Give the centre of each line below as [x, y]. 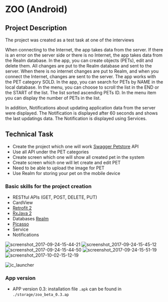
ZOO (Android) [36, 9]
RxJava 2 [22, 213]
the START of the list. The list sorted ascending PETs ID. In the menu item [81, 93]
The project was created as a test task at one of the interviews [70, 40]
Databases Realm [31, 219]
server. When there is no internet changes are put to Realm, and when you [82, 71]
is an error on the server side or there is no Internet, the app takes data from [84, 55]
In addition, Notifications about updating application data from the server [80, 108]
